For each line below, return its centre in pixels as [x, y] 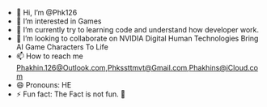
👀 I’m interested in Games [59, 21]
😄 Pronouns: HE [44, 85]
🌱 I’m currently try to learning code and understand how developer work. [137, 30]
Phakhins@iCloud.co [224, 68]
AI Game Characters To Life [62, 47]
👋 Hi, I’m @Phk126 [47, 13]
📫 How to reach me [49, 56]
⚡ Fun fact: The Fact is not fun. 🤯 [70, 94]
